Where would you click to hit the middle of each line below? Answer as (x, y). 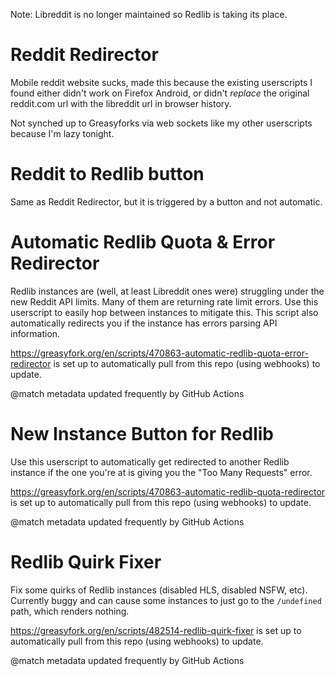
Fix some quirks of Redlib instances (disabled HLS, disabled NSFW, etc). (159, 590)
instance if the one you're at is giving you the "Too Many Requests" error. (161, 472)
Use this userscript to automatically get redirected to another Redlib (150, 461)
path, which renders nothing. (70, 611)
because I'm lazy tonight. (62, 133)
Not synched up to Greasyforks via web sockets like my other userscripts (161, 123)
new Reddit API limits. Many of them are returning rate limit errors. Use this (164, 301)
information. (35, 333)
